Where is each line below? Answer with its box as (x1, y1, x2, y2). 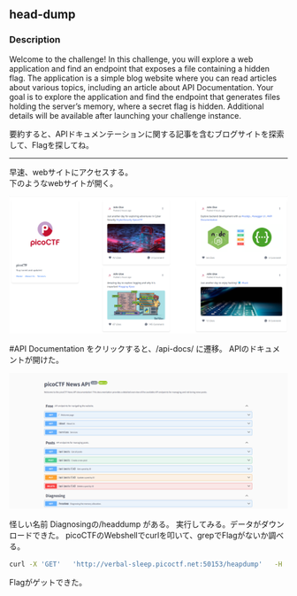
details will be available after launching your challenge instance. (9, 110, 241, 120)
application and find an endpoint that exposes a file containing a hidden (9, 63, 270, 74)
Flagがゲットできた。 (9, 577, 88, 588)
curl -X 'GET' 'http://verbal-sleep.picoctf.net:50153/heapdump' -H (9, 560, 283, 569)
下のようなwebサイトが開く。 (9, 177, 118, 189)
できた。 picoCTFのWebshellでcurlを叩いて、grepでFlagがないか (32, 530, 269, 541)
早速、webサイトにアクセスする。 (9, 166, 133, 177)
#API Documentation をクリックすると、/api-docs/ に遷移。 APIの (9, 344, 250, 354)
